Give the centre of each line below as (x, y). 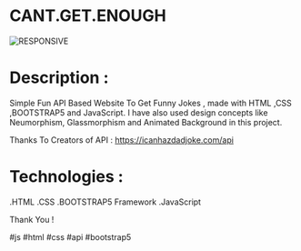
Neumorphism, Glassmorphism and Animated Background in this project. (146, 122)
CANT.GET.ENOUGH (88, 16)
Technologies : (67, 177)
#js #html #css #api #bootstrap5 (70, 236)
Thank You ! (32, 219)
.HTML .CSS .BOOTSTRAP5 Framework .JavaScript (105, 202)
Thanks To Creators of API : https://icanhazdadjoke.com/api (122, 140)
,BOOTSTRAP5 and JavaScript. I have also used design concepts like (139, 112)
